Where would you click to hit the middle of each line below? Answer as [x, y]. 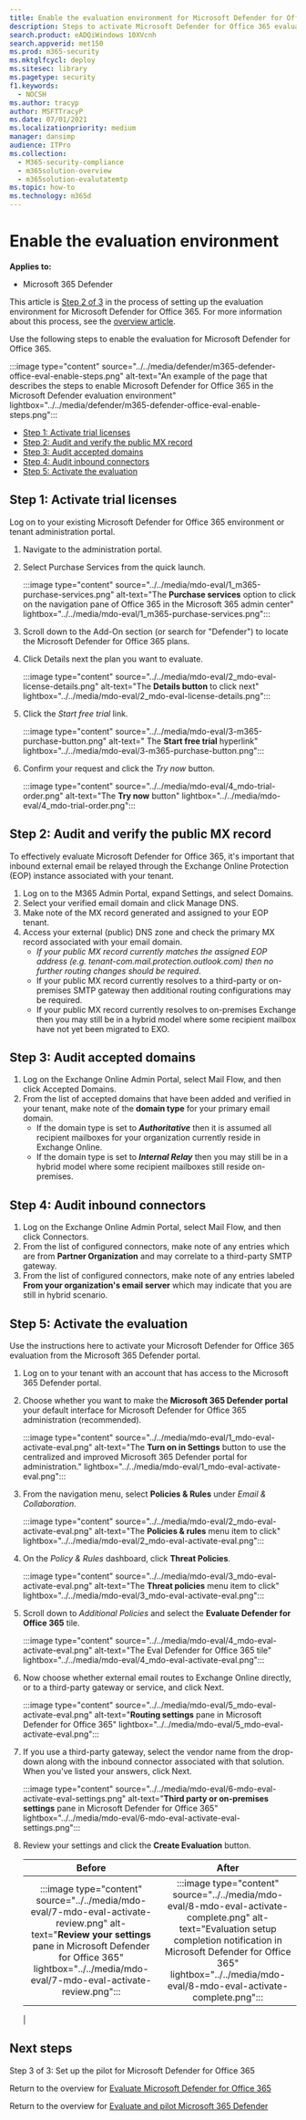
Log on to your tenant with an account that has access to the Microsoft [155, 1373]
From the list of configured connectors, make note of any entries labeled [158, 1276]
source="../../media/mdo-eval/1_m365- [188, 584]
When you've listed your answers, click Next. [107, 1771]
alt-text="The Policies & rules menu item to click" [187, 1531]
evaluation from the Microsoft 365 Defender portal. [105, 1355]
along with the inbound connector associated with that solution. [165, 1761]
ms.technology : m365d [51, 196]
